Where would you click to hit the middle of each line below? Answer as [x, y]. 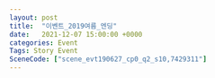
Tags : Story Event [44, 51]
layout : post [34, 17]
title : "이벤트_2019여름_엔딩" [63, 26]
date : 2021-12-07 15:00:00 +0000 [76, 34]
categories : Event [44, 43]
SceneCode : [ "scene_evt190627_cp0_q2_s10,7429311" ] [108, 59]
